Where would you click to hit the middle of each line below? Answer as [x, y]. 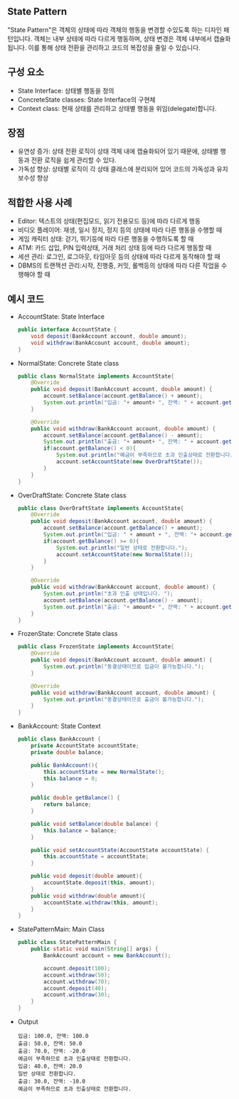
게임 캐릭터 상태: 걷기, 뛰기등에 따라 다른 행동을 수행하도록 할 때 [106, 239]
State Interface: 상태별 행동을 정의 [66, 90]
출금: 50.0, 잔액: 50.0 [50, 1044]
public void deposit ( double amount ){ [87, 876]
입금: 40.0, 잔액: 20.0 [50, 1066]
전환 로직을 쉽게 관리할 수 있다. [74, 160]
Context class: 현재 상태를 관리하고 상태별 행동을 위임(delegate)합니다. [117, 108]
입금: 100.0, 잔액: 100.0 [53, 1036]
